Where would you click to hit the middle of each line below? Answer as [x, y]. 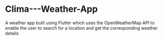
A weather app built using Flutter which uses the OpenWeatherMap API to [80, 23]
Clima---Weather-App [51, 9]
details [12, 33]
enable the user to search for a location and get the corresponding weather [81, 28]
